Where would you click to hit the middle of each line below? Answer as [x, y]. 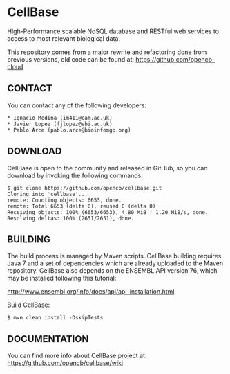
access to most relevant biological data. [64, 38]
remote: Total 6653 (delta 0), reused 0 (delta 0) [82, 206]
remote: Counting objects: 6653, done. [65, 200]
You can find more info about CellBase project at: [77, 356]
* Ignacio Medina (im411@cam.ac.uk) [60, 118]
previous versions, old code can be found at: [71, 59]
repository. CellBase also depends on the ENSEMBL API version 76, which [112, 271]
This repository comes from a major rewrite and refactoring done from [107, 52]
